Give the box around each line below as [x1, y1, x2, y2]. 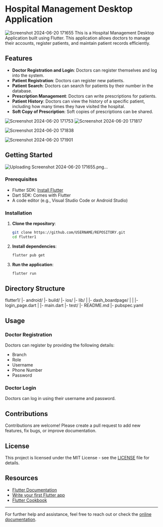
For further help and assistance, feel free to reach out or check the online [5, 511, 152, 517]
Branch [12, 352, 27, 358]
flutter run [12, 271, 36, 276]
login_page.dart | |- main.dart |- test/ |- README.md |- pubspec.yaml [5, 303, 144, 309]
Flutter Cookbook [12, 497, 47, 503]
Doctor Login [5, 384, 36, 391]
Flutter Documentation [12, 487, 57, 492]
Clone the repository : [12, 220, 56, 227]
